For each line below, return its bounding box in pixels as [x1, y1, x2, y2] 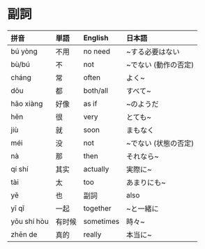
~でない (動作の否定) [126, 60, 195, 70]
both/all [83, 85, 109, 95]
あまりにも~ [126, 177, 166, 187]
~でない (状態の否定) [126, 138, 195, 148]
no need [83, 46, 110, 56]
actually [83, 164, 109, 174]
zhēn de [10, 229, 38, 239]
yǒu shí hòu [10, 216, 49, 226]
